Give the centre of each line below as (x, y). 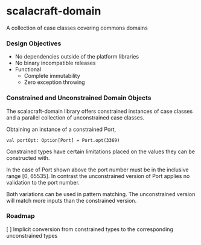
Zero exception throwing (55, 82)
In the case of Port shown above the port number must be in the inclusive (97, 170)
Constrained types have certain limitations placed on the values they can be (101, 151)
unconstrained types (32, 235)
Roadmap (21, 216)
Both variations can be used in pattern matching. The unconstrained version (101, 194)
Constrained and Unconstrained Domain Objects (79, 98)
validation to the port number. (43, 182)
